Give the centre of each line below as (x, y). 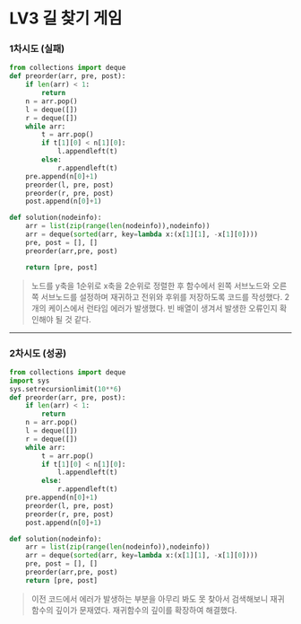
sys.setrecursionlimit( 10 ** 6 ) (66, 389)
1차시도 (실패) (37, 48)
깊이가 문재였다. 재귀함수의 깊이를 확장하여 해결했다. (146, 610)
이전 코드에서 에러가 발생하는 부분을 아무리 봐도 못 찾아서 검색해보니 (150, 599)
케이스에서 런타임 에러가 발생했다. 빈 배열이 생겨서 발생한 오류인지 (163, 308)
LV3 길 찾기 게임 (66, 18)
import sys (30, 381)
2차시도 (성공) (38, 353)
